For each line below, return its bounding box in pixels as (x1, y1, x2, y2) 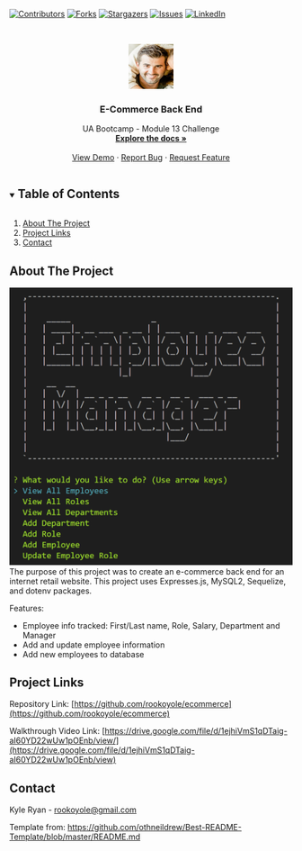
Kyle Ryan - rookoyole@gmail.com (9, 804, 138, 815)
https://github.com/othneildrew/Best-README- (67, 822, 243, 833)
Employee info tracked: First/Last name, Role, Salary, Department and (22, 620, 280, 630)
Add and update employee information (22, 639, 165, 650)
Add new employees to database (22, 648, 145, 659)
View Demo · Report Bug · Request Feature (71, 152, 231, 163)
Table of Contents (17, 186, 120, 202)
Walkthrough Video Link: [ (9, 726, 105, 737)
